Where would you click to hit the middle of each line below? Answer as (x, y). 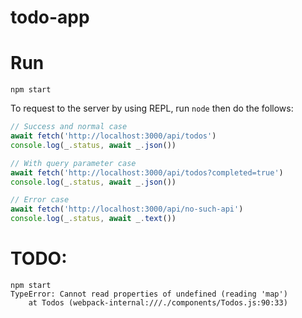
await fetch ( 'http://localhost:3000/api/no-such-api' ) (127, 209)
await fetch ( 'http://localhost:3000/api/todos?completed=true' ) (147, 172)
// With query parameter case (73, 163)
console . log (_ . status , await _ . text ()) (93, 219)
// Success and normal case (69, 127)
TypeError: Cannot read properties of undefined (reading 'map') (149, 294)
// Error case (40, 200)
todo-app (50, 17)
